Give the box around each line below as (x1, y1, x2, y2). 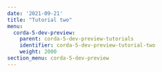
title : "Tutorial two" (7, 16, 72, 23)
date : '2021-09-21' (7, 10, 63, 17)
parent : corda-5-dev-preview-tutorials (19, 36, 134, 43)
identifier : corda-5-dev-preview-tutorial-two (19, 42, 156, 49)
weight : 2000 (19, 49, 57, 56)
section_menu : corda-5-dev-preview (7, 55, 110, 62)
